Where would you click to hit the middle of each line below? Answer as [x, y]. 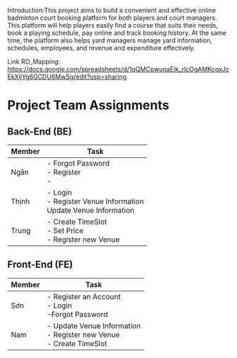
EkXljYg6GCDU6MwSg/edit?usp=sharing [67, 77]
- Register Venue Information [96, 201]
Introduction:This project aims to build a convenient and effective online [112, 10]
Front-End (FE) [40, 265]
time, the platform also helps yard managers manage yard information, [110, 40]
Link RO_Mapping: [34, 62]
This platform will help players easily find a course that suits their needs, [112, 25]
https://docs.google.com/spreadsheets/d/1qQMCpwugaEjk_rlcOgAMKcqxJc [118, 69]
